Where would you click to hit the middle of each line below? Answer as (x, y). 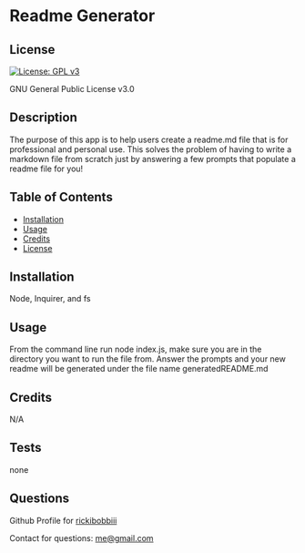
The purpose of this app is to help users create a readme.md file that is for (149, 139)
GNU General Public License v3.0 (72, 89)
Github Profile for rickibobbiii (63, 520)
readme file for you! (46, 169)
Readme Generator (82, 16)
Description (43, 118)
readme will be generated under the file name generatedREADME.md (139, 369)
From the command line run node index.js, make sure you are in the (136, 349)
